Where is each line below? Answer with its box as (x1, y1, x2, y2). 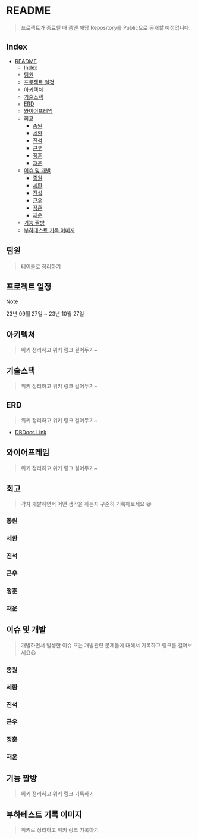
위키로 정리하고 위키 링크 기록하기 (20, 826, 99, 833)
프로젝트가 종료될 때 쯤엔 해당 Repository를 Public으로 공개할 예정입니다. (20, 24, 191, 31)
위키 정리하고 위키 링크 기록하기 (20, 790, 94, 797)
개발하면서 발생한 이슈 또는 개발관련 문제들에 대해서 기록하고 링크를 (20, 641, 177, 649)
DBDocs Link (14, 428, 47, 436)
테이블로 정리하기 (20, 263, 61, 270)
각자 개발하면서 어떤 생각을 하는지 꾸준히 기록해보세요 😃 (20, 501, 152, 508)
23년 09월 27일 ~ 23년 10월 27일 (6, 310, 84, 317)
